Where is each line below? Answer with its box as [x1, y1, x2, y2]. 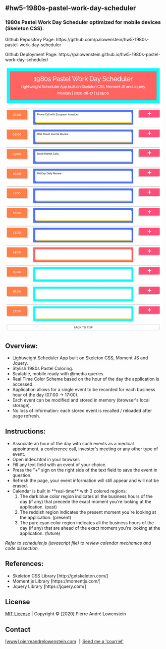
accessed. [12, 381, 34, 387]
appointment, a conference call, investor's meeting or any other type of [12, 446, 158, 452]
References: [5, 560, 44, 568]
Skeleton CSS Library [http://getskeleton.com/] [12, 572, 109, 578]
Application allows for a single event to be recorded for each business [12, 386, 156, 392]
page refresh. [12, 412, 41, 419]
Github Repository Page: [5, 36, 55, 42]
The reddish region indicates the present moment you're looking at [19, 509, 156, 515]
